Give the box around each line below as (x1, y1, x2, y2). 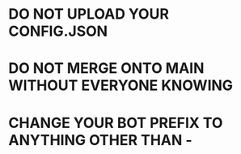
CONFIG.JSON (8, 22, 108, 41)
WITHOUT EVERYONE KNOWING (8, 76, 233, 95)
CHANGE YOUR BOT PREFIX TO (8, 113, 223, 132)
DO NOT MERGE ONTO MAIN (8, 59, 205, 78)
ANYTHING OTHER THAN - (8, 130, 192, 149)
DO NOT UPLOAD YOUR (8, 5, 170, 24)
